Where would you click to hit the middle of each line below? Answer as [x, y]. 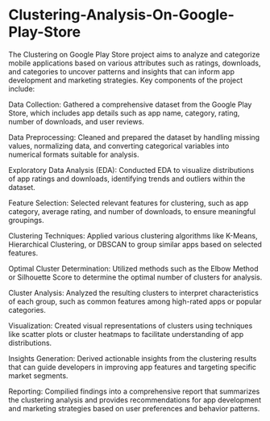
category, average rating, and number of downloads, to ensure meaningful [132, 211]
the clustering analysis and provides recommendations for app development [135, 400]
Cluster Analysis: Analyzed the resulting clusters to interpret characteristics [134, 293]
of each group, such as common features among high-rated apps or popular [135, 301]
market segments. [38, 375]
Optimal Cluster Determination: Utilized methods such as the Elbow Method [134, 268]
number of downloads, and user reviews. [77, 121]
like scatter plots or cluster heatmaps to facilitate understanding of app [126, 334]
